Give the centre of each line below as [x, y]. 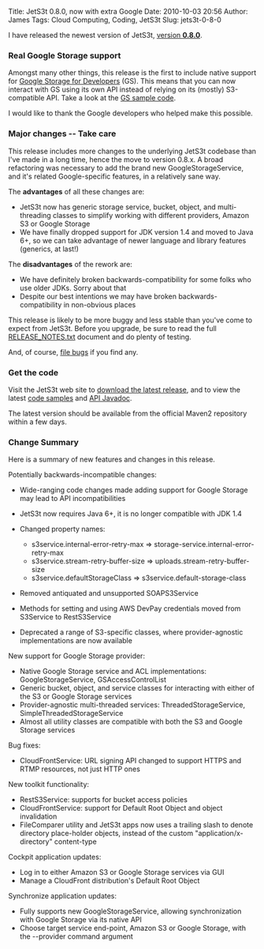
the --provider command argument [76, 936]
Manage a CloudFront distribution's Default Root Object [110, 881]
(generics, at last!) [49, 249]
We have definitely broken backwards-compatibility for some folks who [136, 279]
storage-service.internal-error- [204, 544]
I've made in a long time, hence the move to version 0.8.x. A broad [116, 159]
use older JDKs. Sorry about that [73, 288]
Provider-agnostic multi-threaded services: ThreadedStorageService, [132, 705]
